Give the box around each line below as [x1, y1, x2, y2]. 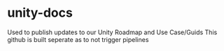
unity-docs [7, 5, 73, 21]
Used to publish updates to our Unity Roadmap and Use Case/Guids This [7, 28, 218, 36]
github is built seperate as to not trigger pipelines [7, 35, 149, 43]
